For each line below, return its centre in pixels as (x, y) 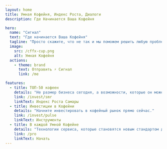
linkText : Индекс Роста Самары (46, 102)
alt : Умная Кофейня (34, 56)
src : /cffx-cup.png (34, 51)
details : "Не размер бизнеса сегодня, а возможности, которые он (83, 92)
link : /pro (25, 134)
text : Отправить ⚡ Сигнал (45, 70)
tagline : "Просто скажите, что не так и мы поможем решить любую (79, 42)
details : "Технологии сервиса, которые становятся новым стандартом (86, 129)
